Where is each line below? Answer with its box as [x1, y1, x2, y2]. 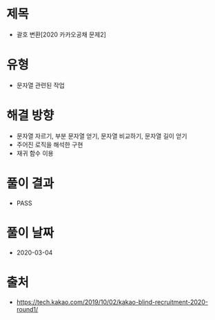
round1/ [16, 305, 39, 313]
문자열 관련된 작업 [16, 81, 65, 89]
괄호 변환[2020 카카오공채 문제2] [16, 30, 106, 39]
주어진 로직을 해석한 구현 [16, 140, 83, 149]
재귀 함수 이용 [16, 149, 54, 157]
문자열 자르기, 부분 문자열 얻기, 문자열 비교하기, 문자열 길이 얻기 [16, 131, 187, 140]
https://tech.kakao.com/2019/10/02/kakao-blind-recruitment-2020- [16, 297, 208, 306]
